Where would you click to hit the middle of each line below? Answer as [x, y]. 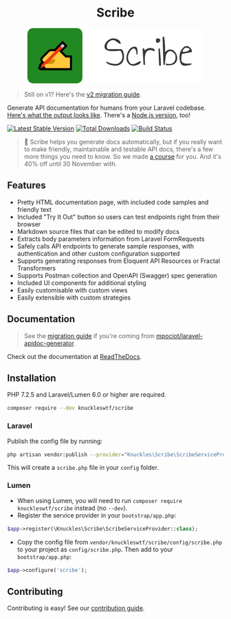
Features [26, 185]
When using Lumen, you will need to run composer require [99, 500]
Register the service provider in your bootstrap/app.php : [97, 515]
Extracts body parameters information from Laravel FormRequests [111, 239]
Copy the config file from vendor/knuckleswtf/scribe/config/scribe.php [119, 542]
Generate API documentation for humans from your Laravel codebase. [107, 108]
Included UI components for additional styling [81, 283]
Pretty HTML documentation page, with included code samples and [113, 202]
